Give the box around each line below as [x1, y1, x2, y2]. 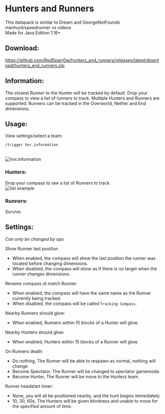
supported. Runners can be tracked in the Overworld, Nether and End [5, 100, 146, 106]
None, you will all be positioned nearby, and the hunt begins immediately [12, 393, 160, 399]
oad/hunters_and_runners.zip [5, 62, 65, 68]
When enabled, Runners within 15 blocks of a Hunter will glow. [12, 319, 139, 326]
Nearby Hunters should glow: [5, 329, 65, 335]
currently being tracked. [12, 295, 62, 301]
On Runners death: [5, 348, 43, 354]
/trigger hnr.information [5, 143, 58, 148]
